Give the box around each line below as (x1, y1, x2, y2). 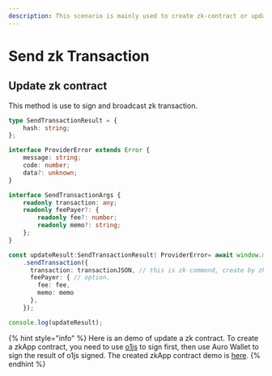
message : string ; (23, 153, 82, 162)
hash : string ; (23, 123, 70, 132)
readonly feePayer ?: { (23, 206, 100, 214)
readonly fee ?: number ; (37, 214, 117, 222)
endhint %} (8, 359, 46, 369)
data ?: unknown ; (23, 168, 79, 177)
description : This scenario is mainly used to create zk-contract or (8, 11, 249, 20)
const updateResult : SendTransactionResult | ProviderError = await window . (8, 251, 263, 259)
